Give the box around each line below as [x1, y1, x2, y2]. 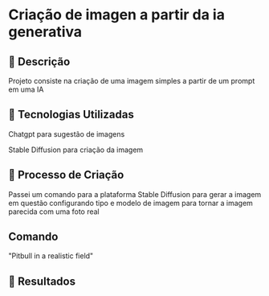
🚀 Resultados [8, 274, 76, 288]
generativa [8, 23, 83, 41]
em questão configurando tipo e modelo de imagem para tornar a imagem [8, 198, 253, 208]
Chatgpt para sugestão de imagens [8, 129, 125, 138]
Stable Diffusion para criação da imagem [8, 145, 144, 154]
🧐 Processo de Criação [8, 168, 124, 182]
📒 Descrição [8, 55, 71, 68]
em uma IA [8, 84, 44, 94]
